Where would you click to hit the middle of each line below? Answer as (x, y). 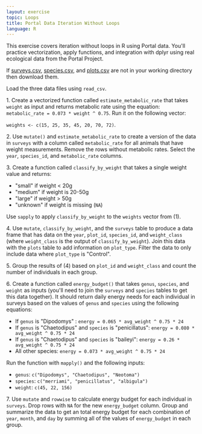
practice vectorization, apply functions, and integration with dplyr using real (100, 53)
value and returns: (29, 174)
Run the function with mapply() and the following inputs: (76, 363)
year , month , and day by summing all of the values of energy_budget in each (99, 418)
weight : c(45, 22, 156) (43, 387)
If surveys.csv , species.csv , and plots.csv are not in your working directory (99, 71)
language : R (21, 29)
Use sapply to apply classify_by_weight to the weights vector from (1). (94, 217)
